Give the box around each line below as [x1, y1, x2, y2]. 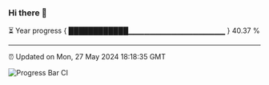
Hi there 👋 [8, 7, 48, 18]
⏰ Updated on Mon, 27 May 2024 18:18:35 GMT [8, 52, 167, 62]
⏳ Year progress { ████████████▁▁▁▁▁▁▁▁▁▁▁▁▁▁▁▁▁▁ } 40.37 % [8, 26, 260, 35]
